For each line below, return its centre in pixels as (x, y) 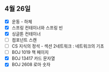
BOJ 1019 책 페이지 (30, 52)
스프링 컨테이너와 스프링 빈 (37, 27)
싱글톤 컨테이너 (26, 34)
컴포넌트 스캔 (24, 40)
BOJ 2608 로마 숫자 (31, 65)
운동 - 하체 (22, 22)
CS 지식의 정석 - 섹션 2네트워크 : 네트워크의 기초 (58, 46)
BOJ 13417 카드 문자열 (33, 58)
